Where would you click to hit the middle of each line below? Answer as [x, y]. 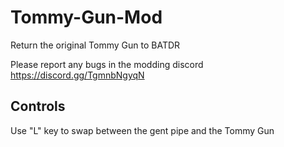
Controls [38, 106]
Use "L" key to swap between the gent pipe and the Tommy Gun [142, 130]
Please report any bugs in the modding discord [107, 64]
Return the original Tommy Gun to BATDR [95, 45]
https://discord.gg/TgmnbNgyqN [77, 75]
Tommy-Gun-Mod [86, 17]
